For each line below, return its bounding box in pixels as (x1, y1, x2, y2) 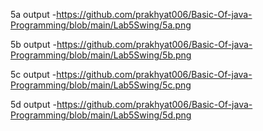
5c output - (10, 69, 57, 80)
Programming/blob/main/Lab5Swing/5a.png (10, 19, 192, 31)
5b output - (10, 39, 57, 50)
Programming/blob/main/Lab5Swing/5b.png (10, 49, 192, 61)
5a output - (10, 9, 57, 20)
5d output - (10, 99, 57, 110)
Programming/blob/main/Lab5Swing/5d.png (10, 109, 192, 121)
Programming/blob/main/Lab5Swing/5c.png (10, 79, 192, 91)
